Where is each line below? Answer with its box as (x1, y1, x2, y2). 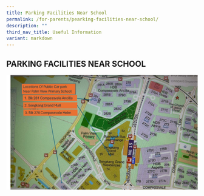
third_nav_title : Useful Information (6, 29, 102, 35)
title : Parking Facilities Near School (6, 10, 107, 16)
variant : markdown (6, 35, 53, 42)
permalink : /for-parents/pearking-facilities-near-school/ (6, 16, 159, 22)
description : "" (6, 22, 47, 29)
